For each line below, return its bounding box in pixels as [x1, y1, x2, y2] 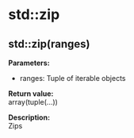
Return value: [8, 89, 54, 98]
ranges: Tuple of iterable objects [19, 74, 126, 82]
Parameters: [8, 58, 50, 67]
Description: [8, 113, 50, 122]
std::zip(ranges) [8, 37, 90, 51]
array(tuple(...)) [8, 98, 58, 106]
